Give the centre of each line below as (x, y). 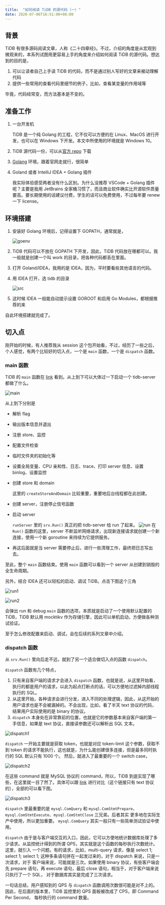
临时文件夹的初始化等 (34, 456)
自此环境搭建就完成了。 (29, 315)
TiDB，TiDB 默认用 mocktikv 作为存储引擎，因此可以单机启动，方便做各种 (80, 617)
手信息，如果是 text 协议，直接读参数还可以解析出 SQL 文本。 (74, 724)
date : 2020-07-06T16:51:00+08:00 (39, 14)
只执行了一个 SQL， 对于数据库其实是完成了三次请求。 (60, 875)
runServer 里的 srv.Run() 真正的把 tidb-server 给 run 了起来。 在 (84, 525)
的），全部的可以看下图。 (30, 788)
